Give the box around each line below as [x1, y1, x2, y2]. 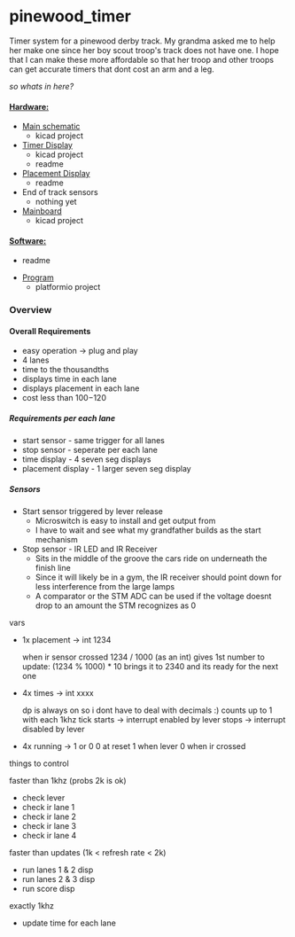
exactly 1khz [9, 901, 55, 911]
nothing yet [35, 197, 77, 207]
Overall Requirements [9, 325, 91, 336]
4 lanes [21, 355, 50, 365]
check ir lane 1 [21, 802, 75, 813]
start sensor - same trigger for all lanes [21, 435, 166, 446]
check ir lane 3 [21, 821, 77, 832]
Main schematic [21, 121, 81, 132]
